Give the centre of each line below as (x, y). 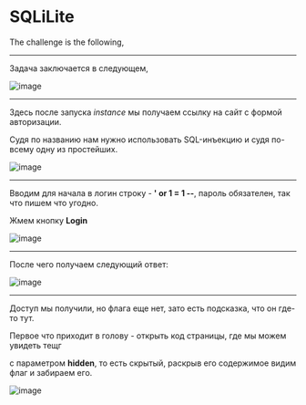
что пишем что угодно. (54, 202)
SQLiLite (42, 17)
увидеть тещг (36, 345)
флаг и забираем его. (51, 372)
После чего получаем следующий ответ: (89, 264)
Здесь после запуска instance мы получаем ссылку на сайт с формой (146, 112)
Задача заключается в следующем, (79, 68)
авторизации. (36, 121)
